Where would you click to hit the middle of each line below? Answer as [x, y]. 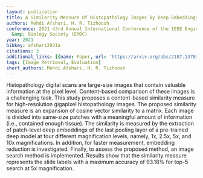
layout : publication [32, 12]
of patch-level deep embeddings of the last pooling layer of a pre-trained [97, 130]
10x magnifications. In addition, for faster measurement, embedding [91, 143]
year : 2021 [20, 40]
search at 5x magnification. [40, 168]
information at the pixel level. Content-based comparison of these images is [101, 92]
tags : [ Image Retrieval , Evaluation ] [54, 62]
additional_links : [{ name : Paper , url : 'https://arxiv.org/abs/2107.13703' [104, 57]
